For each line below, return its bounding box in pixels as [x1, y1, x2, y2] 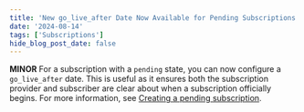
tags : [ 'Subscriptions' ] [9, 30, 104, 39]
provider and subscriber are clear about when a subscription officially [9, 83, 272, 94]
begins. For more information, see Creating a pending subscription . [9, 93, 262, 104]
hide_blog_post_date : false [9, 38, 117, 48]
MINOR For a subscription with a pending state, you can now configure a [9, 64, 281, 75]
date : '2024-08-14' [9, 22, 84, 31]
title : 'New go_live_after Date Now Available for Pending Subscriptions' [9, 13, 300, 23]
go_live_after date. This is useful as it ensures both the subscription [9, 74, 269, 85]
